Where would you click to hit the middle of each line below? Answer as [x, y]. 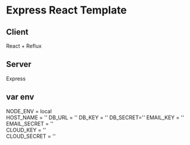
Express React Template [66, 10]
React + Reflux [24, 46]
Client [17, 32]
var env [20, 97]
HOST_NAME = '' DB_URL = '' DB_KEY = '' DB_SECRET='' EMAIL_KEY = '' [95, 117]
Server [19, 64]
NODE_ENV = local [29, 111]
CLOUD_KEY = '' [26, 130]
